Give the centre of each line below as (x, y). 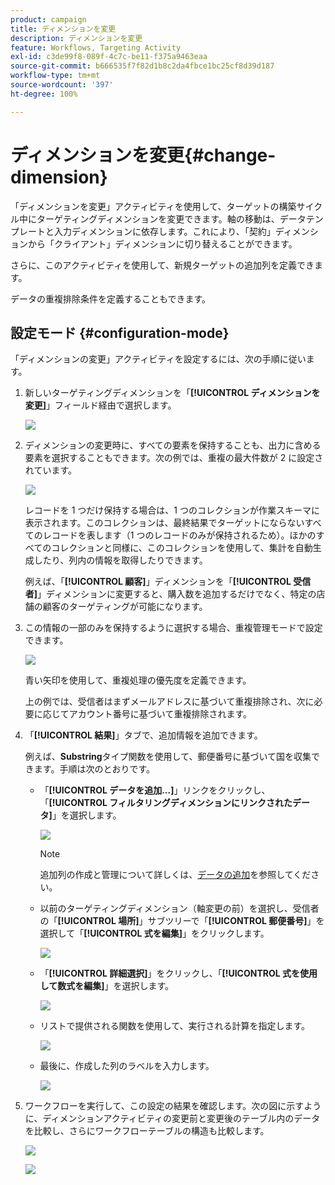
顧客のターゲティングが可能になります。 (125, 607)
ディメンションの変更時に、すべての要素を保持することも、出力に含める (173, 445)
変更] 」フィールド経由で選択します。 (100, 405)
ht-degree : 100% (44, 94)
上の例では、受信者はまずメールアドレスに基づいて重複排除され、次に (169, 702)
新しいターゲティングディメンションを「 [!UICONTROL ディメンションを (172, 393)
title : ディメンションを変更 (63, 29)
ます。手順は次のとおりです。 (94, 769)
